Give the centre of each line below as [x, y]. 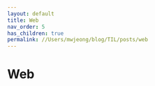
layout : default [31, 14]
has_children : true [36, 33]
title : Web [23, 20]
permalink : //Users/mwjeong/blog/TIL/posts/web [78, 40]
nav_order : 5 [26, 27]
